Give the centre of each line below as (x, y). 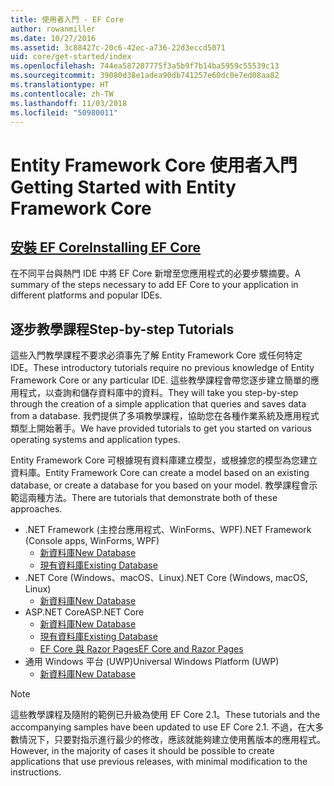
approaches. (36, 509)
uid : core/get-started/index (71, 57)
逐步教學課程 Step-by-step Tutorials (122, 329)
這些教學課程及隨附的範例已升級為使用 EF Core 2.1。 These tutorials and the (165, 715)
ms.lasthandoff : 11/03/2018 (69, 103)
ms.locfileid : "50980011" (64, 112)
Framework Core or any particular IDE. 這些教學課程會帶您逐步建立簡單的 (160, 380)
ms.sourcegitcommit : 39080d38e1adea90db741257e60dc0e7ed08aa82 (145, 76)
